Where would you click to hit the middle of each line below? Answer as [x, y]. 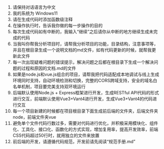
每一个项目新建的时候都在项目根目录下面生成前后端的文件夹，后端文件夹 [85, 111]
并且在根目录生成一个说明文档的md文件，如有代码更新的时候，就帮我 [82, 50]
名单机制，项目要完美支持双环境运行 [49, 86]
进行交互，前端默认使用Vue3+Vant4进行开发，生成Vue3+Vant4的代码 [82, 99]
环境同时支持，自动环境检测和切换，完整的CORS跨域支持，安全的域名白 [85, 80]
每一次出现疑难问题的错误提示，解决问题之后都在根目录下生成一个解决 [83, 62]
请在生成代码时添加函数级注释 [42, 19]
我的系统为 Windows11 [35, 13]
